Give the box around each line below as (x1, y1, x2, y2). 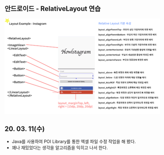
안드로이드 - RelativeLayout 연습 (4, 4, 101, 13)
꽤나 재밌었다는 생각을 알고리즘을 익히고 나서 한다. (11, 145, 108, 151)
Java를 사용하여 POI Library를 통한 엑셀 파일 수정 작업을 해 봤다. (11, 139, 136, 145)
